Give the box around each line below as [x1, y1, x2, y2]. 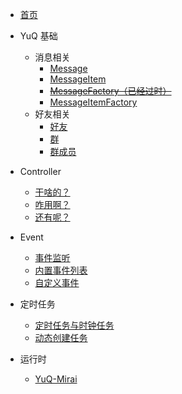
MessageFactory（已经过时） [49, 85, 172, 97]
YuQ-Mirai [34, 373, 78, 385]
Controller [19, 166, 62, 177]
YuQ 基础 [19, 30, 58, 42]
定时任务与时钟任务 [34, 319, 115, 331]
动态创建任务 [34, 332, 88, 343]
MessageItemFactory [49, 96, 138, 108]
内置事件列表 [34, 264, 88, 276]
